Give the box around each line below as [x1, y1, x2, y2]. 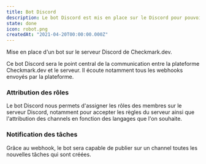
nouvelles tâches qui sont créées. [6, 151, 91, 158]
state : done [6, 20, 37, 26]
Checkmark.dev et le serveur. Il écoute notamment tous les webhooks [6, 66, 183, 74]
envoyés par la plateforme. [6, 73, 74, 80]
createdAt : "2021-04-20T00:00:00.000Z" [6, 32, 109, 38]
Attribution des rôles [6, 88, 69, 97]
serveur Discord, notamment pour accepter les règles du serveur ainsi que [6, 109, 195, 116]
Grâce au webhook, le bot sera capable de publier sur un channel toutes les [6, 144, 198, 151]
